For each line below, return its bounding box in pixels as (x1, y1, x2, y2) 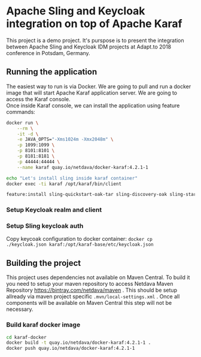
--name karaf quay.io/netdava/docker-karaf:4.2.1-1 (17, 164, 148, 170)
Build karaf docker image (6, 320, 81, 329)
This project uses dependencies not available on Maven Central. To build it (6, 274, 190, 281)
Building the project (6, 258, 81, 268)
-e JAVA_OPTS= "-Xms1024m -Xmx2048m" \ (17, 137, 114, 143)
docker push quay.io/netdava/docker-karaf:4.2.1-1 (6, 346, 135, 352)
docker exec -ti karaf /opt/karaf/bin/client (6, 181, 121, 187)
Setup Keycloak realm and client (6, 205, 102, 214)
